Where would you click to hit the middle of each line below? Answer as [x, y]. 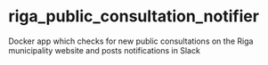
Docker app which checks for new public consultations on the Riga [131, 41]
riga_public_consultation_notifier [134, 16]
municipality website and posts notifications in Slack [105, 50]
